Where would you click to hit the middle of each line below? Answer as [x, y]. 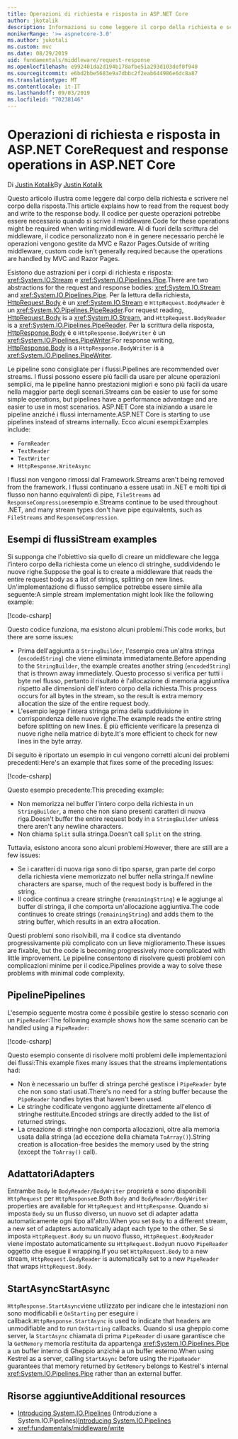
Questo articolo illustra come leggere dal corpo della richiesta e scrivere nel [118, 198]
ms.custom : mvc [30, 47]
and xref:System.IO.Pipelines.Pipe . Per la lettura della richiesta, [99, 294]
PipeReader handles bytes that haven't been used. [90, 1099]
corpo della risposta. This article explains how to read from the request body [118, 206]
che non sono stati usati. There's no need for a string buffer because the [123, 1091]
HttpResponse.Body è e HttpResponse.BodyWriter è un [86, 332]
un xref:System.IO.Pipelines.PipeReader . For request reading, [96, 310]
